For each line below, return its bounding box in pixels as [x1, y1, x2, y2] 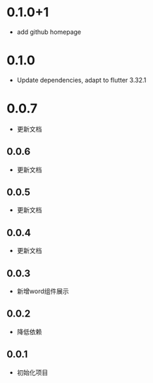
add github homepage [16, 28, 82, 36]
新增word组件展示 [16, 287, 70, 295]
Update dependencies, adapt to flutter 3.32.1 [16, 76, 147, 84]
